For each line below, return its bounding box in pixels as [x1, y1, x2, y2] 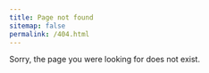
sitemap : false [9, 21, 66, 30]
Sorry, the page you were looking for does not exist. [9, 54, 201, 65]
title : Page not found [9, 12, 94, 22]
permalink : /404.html [9, 29, 90, 38]
